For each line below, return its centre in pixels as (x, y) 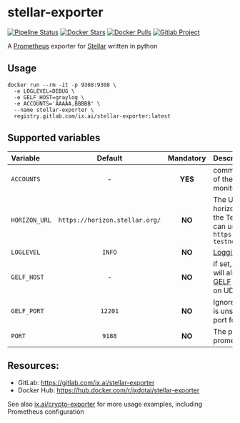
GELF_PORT (27, 311)
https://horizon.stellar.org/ (110, 220)
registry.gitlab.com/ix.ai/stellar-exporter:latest (92, 116)
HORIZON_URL (31, 220)
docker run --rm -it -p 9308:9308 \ (62, 85)
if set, (222, 263)
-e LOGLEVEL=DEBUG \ (44, 91)
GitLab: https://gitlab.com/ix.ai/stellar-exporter (86, 383)
